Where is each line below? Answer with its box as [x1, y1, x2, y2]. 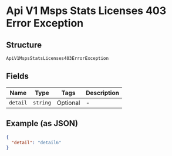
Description [86, 89, 119, 97]
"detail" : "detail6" [11, 140, 62, 145]
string [33, 99, 52, 106]
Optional [56, 99, 80, 107]
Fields [6, 72, 29, 82]
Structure [6, 40, 42, 50]
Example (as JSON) [6, 118, 78, 128]
